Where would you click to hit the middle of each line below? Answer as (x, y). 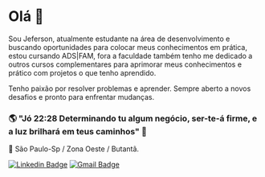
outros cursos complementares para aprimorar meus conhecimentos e (125, 64)
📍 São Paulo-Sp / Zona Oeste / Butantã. (73, 149)
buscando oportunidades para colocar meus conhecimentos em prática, (128, 47)
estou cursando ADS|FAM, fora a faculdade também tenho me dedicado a (130, 56)
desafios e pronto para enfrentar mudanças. (82, 97)
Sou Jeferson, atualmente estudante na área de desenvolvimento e (119, 39)
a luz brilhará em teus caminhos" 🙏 (77, 131)
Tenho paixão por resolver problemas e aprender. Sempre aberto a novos (130, 88)
